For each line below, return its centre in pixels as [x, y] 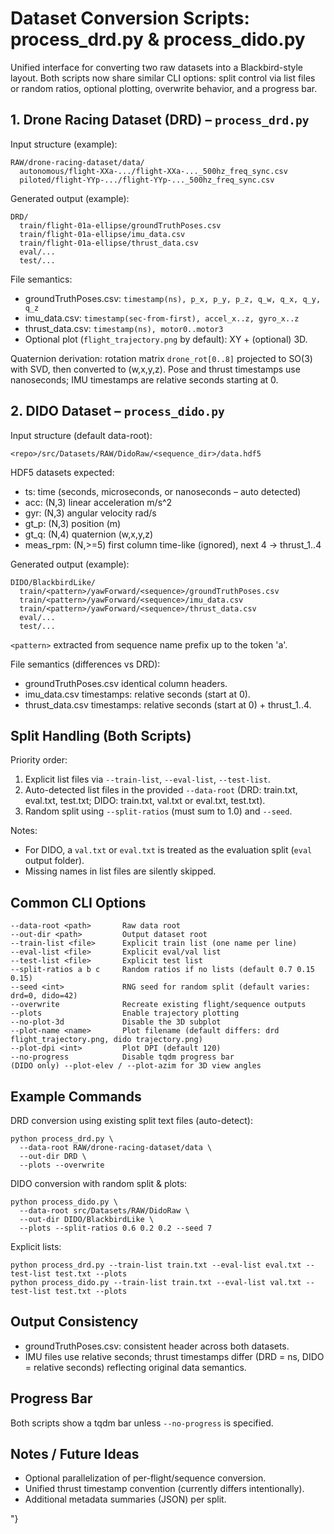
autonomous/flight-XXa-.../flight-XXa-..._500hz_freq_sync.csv [153, 171]
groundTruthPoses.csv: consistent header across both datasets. [157, 1346]
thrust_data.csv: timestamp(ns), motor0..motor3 [124, 328]
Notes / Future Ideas [75, 1454]
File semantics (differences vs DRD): [85, 664]
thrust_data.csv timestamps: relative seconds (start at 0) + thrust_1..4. [168, 704]
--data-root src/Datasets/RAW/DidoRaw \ [104, 1211]
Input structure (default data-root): [81, 435]
